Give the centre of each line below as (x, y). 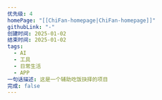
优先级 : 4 (20, 14)
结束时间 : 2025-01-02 (37, 40)
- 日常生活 (27, 66)
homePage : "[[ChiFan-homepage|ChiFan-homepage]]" (82, 20)
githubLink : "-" (31, 27)
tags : (15, 46)
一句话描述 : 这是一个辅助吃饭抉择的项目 (58, 79)
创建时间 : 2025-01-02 (37, 33)
